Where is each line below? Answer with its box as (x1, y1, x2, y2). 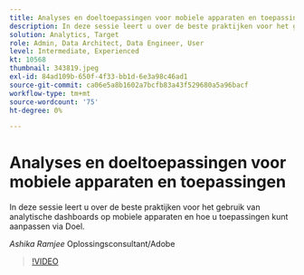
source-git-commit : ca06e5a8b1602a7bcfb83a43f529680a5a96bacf (9, 81, 249, 90)
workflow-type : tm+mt (9, 89, 91, 98)
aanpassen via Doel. (9, 221, 85, 232)
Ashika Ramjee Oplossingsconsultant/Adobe (9, 239, 176, 250)
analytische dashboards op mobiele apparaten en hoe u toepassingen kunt (9, 212, 289, 223)
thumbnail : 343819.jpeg (9, 64, 100, 73)
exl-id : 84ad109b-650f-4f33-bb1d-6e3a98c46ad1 (9, 72, 188, 81)
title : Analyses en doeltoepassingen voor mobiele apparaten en (9, 13, 257, 23)
